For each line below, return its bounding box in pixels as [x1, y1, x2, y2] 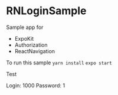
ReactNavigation [14, 47, 55, 54]
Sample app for [6, 24, 44, 31]
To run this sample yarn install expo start [6, 59, 112, 66]
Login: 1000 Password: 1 [6, 81, 65, 89]
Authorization [14, 41, 48, 48]
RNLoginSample [6, 4, 87, 18]
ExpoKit [14, 35, 34, 42]
